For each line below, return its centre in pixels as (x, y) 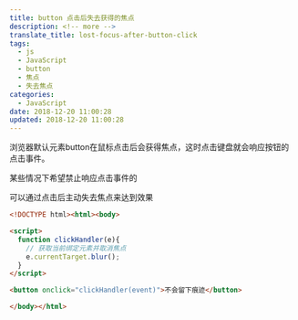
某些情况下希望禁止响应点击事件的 (73, 178)
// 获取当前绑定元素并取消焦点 (76, 248)
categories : (32, 94)
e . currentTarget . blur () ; (73, 257)
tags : (20, 43)
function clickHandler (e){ (69, 240)
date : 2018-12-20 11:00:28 (61, 112)
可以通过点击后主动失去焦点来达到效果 (81, 197)
